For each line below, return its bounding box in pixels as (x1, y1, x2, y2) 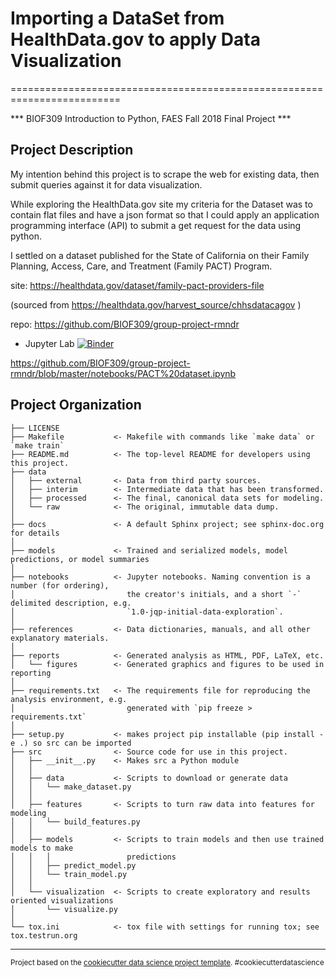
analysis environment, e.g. (10, 694, 128, 704)
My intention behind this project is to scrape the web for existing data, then (10, 168, 320, 180)
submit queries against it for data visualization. (10, 178, 203, 191)
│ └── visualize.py (10, 904, 118, 914)
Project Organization (10, 397, 142, 414)
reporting (10, 668, 52, 678)
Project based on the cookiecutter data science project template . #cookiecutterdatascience (10, 957, 325, 967)
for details (10, 528, 60, 538)
